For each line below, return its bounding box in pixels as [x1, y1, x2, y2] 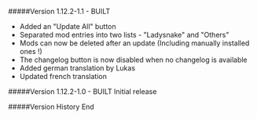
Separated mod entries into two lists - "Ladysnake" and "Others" [19, 31, 229, 39]
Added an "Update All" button [19, 22, 116, 31]
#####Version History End [8, 102, 94, 111]
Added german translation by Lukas [19, 63, 136, 73]
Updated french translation [19, 72, 108, 81]
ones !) [19, 47, 43, 56]
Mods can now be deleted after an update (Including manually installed [19, 38, 250, 48]
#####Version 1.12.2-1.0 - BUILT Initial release [8, 87, 157, 96]
